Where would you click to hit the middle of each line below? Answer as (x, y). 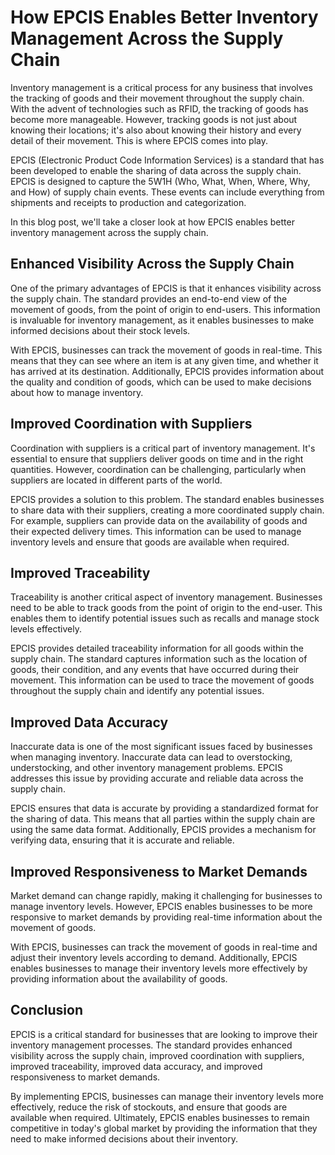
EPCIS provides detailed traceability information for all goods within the (157, 648)
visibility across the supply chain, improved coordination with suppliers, (157, 1055)
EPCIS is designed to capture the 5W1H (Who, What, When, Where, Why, (160, 181)
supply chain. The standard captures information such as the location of (159, 659)
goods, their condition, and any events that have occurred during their (155, 670)
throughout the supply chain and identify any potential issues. (137, 691)
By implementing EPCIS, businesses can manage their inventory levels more (167, 1096)
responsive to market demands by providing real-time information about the (166, 917)
